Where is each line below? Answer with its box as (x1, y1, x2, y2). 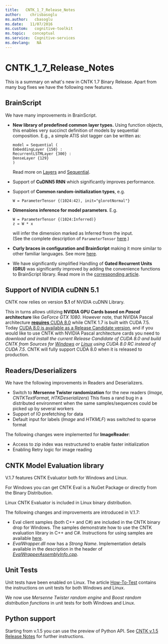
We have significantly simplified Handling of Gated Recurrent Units (12, 260, 152, 266)
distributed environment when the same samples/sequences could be (12, 400, 157, 406)
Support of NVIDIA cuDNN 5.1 (5, 286, 99, 294)
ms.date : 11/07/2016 (5, 21, 53, 27)
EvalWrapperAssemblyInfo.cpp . (12, 551, 78, 557)
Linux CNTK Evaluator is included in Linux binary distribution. (5, 499, 132, 505)
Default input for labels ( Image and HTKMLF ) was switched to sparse (12, 416, 156, 422)
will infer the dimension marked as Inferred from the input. (12, 230, 133, 236)
